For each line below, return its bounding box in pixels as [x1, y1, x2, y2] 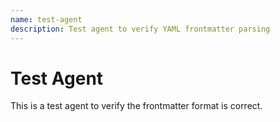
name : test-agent [10, 14, 83, 25]
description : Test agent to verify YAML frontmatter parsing [10, 24, 271, 34]
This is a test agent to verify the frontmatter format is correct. [10, 100, 263, 112]
